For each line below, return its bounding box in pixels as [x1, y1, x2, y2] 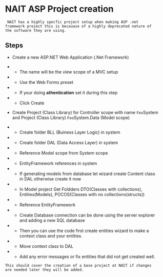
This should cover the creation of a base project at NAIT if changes [5, 263, 152, 268]
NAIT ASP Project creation [5, 3, 114, 15]
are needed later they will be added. [5, 267, 84, 272]
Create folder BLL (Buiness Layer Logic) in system [19, 129, 121, 135]
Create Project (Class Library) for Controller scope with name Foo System [12, 109, 159, 115]
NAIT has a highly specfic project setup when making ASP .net [7, 20, 139, 24]
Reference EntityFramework [19, 201, 76, 208]
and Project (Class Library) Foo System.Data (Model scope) [12, 115, 130, 120]
